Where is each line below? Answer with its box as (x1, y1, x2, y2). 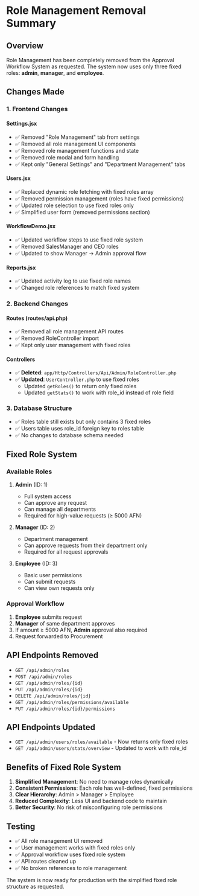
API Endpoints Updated (6, 722, 95, 732)
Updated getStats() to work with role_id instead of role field (24, 389, 174, 396)
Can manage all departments (24, 505, 96, 513)
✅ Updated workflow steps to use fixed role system (14, 236, 144, 243)
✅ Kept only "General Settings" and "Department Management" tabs (14, 161, 186, 168)
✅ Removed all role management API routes (14, 328, 124, 335)
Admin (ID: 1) (14, 481, 48, 488)
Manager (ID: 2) (14, 523, 55, 531)
